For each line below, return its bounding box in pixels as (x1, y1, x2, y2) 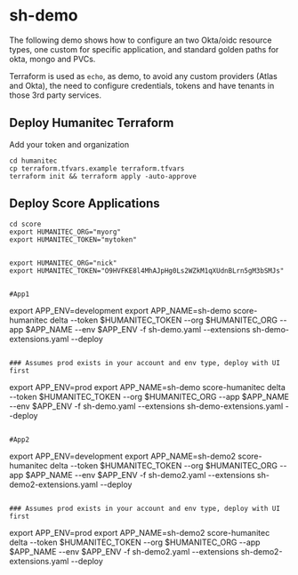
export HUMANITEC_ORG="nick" (9, 259, 117, 268)
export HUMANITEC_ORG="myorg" (9, 228, 122, 236)
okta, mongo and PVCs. (9, 53, 96, 64)
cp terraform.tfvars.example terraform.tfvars (9, 164, 185, 173)
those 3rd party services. (9, 90, 102, 100)
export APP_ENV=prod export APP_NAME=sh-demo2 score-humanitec (9, 527, 270, 538)
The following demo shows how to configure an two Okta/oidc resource (9, 35, 272, 45)
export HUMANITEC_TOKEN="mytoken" (9, 235, 138, 244)
